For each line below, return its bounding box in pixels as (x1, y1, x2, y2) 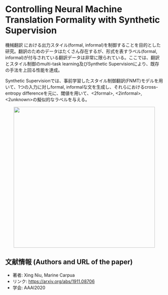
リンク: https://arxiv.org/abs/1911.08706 (12, 278, 95, 284)
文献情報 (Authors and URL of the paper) (5, 258, 133, 266)
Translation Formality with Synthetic (5, 14, 160, 26)
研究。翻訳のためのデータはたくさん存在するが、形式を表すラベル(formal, (5, 48, 157, 54)
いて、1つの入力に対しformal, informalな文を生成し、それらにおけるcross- (5, 84, 158, 90)
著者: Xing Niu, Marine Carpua (12, 272, 75, 278)
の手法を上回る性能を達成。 (5, 67, 63, 73)
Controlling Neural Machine (5, 4, 122, 15)
